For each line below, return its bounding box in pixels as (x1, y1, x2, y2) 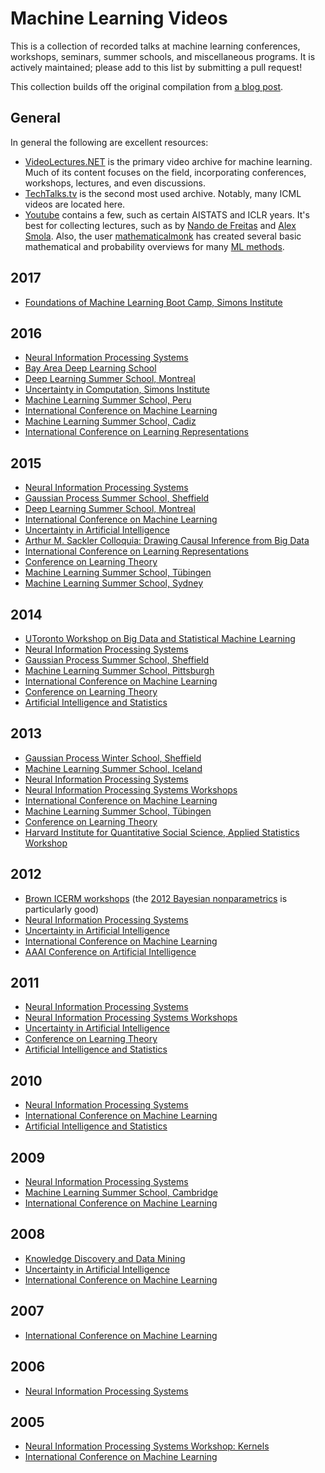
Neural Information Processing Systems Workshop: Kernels (24, 1440, 270, 1452)
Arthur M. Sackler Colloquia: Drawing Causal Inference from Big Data (24, 535, 310, 547)
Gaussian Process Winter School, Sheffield (24, 752, 202, 764)
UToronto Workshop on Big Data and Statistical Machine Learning (24, 633, 296, 644)
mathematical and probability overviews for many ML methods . (24, 240, 285, 252)
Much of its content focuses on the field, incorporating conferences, (24, 166, 307, 178)
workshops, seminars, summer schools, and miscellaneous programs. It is (10, 50, 316, 62)
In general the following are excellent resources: (10, 136, 209, 148)
